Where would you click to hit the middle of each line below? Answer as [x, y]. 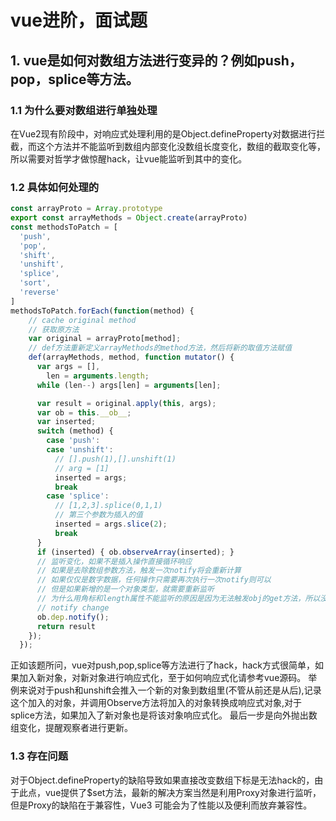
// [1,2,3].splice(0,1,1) [108, 506]
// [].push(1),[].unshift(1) [115, 459]
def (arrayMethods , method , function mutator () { [131, 357]
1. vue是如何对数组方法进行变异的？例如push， [156, 60]
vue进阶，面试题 [79, 20]
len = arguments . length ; [98, 376]
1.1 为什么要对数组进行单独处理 [84, 110]
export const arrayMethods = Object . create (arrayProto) [129, 218]
